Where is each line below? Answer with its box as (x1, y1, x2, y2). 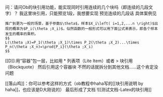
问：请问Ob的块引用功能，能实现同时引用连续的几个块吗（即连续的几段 (5, 4, 149, 10)
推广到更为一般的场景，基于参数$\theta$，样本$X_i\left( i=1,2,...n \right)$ (5, 21, 155, 26)
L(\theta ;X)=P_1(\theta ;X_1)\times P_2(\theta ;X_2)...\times (5, 40, 139, 45)
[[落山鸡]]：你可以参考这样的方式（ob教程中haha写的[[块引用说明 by (5, 80, 143, 86)
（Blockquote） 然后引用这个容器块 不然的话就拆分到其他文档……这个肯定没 (5, 64, 159, 70)
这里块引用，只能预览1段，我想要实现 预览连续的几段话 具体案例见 (23, 10, 157, 16)
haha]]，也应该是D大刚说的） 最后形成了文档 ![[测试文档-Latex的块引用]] (5, 87, 152, 92)
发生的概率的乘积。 (5, 31, 38, 36)
